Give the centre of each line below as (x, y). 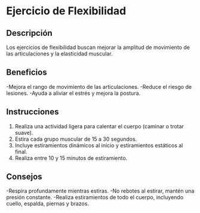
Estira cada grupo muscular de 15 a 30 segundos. (76, 139)
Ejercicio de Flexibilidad (66, 11)
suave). (24, 132)
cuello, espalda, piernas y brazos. (48, 203)
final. (21, 152)
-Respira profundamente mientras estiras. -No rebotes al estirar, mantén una (100, 191)
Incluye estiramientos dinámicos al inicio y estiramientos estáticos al (99, 145)
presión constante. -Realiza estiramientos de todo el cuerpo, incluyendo (95, 197)
